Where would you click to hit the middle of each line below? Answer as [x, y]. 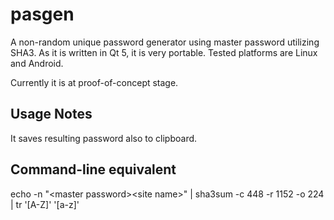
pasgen [42, 14]
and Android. [37, 63]
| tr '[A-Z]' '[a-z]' [45, 204]
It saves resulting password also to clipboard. [104, 138]
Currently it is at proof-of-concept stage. [94, 82]
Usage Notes [51, 114]
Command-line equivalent [93, 169]
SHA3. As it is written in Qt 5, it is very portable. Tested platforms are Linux [164, 52]
